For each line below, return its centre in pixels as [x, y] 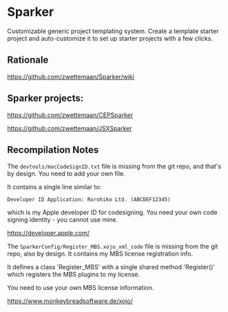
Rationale [28, 60]
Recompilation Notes [53, 150]
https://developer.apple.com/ [48, 233]
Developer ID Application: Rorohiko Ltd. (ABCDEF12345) [89, 200]
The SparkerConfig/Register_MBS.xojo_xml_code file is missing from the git [113, 247]
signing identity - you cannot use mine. [63, 220]
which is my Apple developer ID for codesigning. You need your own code [112, 212]
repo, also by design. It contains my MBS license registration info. [100, 254]
